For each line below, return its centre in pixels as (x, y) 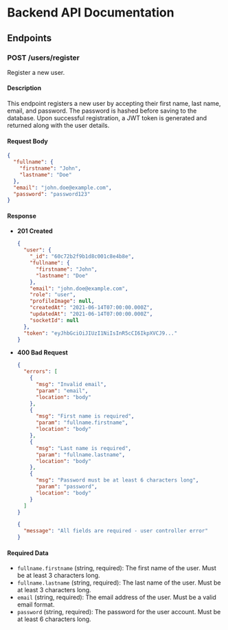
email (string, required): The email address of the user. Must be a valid (116, 597)
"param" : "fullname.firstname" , (82, 423)
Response (22, 216)
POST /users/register (44, 58)
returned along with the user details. (58, 126)
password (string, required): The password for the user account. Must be (119, 612)
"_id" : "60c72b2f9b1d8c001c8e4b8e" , (82, 257)
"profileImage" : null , (62, 301)
